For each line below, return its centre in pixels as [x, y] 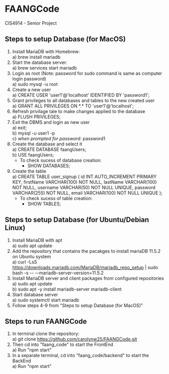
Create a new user [32, 90]
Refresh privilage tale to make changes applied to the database [79, 111]
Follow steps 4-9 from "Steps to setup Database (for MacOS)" [78, 305]
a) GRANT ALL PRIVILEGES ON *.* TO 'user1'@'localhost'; [73, 106]
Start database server [35, 294]
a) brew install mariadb [36, 57]
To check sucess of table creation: [56, 198]
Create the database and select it [47, 144]
